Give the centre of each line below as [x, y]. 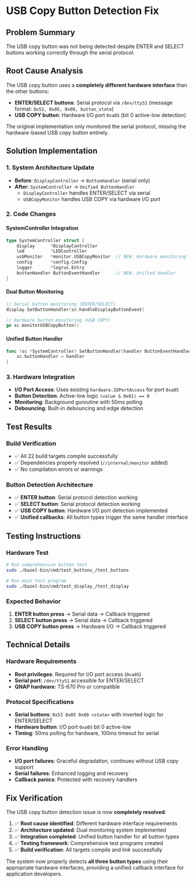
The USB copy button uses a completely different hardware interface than [97, 85]
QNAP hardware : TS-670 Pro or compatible [67, 687]
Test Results [29, 427]
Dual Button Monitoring [35, 292]
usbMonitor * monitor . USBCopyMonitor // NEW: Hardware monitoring [101, 257]
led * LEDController [52, 251]
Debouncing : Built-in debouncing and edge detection [79, 408]
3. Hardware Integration [40, 377]
